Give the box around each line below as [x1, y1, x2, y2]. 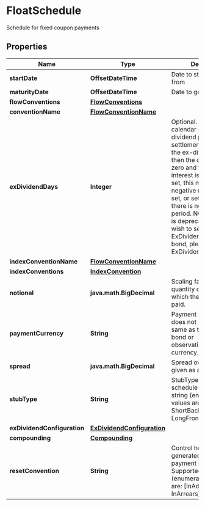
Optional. [171, 117, 197, 126]
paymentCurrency [9, 329, 64, 337]
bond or [171, 332, 194, 341]
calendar [171, 125, 197, 133]
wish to [171, 224, 192, 233]
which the [171, 292, 200, 301]
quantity [171, 285, 195, 293]
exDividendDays [9, 182, 59, 191]
